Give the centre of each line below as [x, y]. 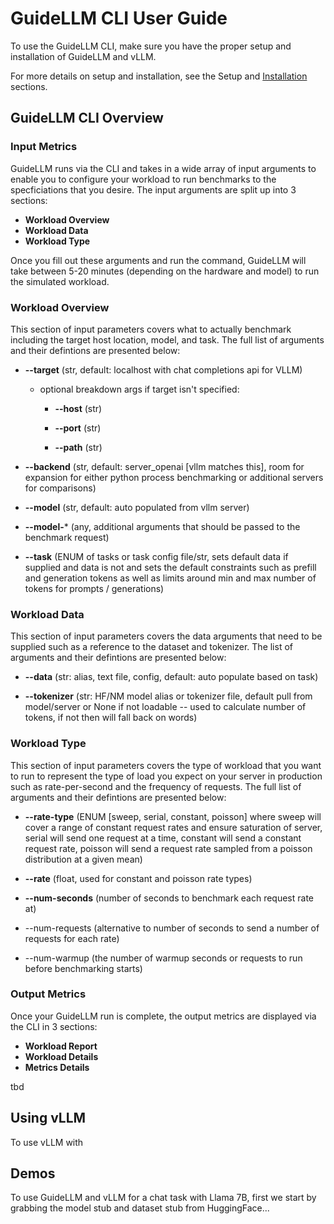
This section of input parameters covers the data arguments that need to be [166, 636]
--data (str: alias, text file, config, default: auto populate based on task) [171, 677]
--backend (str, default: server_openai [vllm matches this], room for [164, 466]
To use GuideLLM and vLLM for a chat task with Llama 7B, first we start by [163, 1198]
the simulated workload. [60, 281]
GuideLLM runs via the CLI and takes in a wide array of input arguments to [163, 168]
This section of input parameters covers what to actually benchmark [151, 329]
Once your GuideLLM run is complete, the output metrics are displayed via [163, 1016]
